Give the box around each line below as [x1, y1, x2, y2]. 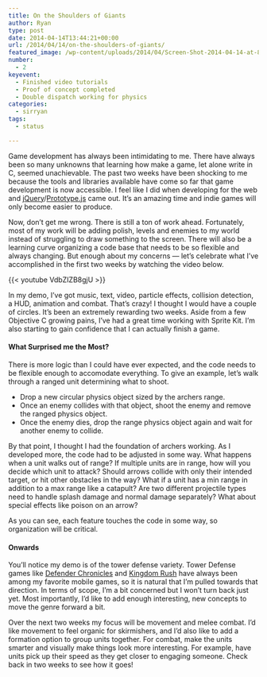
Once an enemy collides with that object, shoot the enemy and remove [19, 400, 252, 410]
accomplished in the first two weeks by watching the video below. [8, 259, 224, 269]
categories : [8, 100, 48, 108]
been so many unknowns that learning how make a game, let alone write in [8, 160, 253, 169]
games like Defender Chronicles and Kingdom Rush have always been [8, 569, 238, 578]
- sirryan [15, 108, 48, 116]
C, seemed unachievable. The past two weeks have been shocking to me [8, 168, 248, 177]
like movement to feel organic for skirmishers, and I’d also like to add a [8, 626, 239, 636]
